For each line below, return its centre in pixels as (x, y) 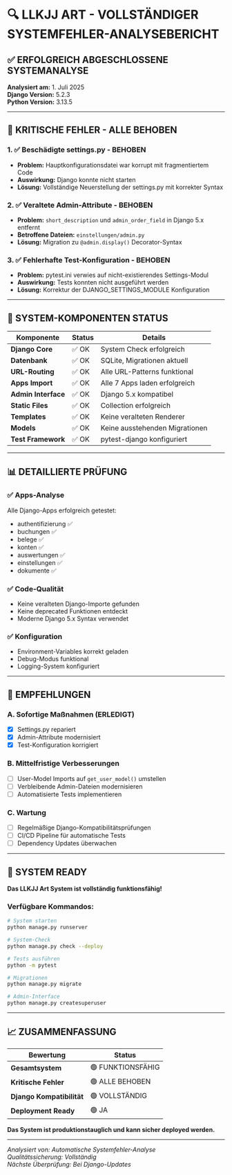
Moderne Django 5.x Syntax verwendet (73, 619)
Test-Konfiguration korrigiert (58, 745)
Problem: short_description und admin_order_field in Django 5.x (110, 219)
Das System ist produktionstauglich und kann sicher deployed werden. (111, 1129)
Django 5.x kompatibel (137, 395)
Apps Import (32, 383)
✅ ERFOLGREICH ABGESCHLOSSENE (88, 60)
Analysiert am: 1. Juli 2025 (46, 87)
